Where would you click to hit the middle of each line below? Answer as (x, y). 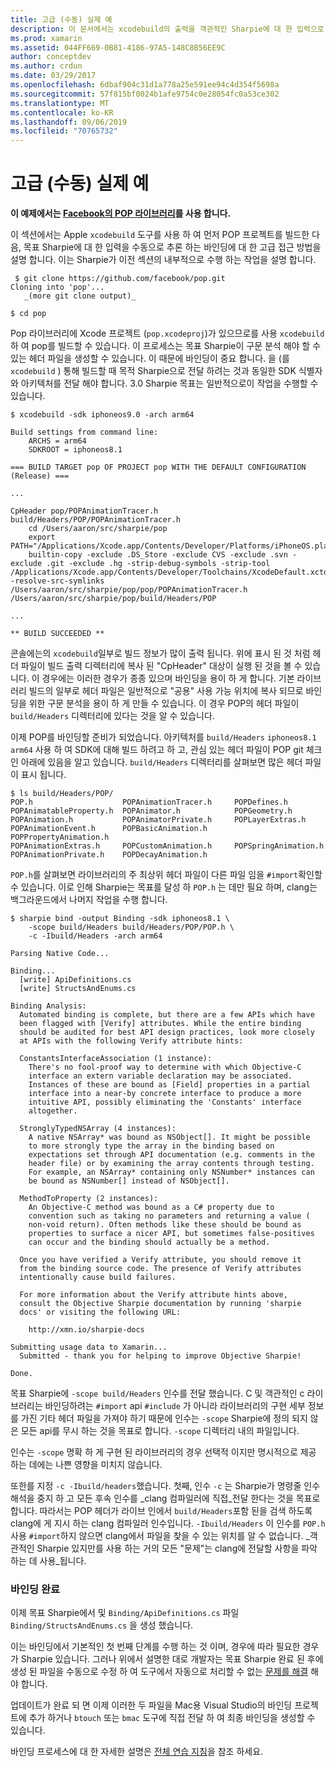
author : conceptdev (51, 57)
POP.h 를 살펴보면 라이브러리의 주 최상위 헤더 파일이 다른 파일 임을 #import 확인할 (166, 875)
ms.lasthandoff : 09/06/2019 (69, 122)
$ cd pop (28, 314)
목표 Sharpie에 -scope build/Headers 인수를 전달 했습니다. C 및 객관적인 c (157, 1393)
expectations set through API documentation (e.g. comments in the (171, 1155)
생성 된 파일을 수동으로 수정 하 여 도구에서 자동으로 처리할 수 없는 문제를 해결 (159, 1672)
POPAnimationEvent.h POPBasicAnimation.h (109, 829)
